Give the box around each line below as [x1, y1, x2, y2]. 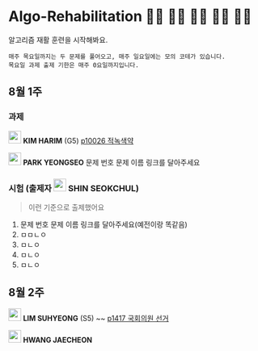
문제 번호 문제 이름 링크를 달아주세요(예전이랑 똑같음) [19, 219, 188, 229]
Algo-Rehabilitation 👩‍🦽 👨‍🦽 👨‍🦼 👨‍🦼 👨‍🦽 [8, 7, 252, 26]
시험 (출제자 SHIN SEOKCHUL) [8, 182, 139, 194]
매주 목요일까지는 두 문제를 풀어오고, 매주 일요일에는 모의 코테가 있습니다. [8, 52, 226, 61]
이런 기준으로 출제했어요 [27, 202, 105, 212]
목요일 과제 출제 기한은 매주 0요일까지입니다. [8, 61, 139, 69]
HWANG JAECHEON [23, 335, 93, 345]
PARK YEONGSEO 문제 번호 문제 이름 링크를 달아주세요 [23, 157, 201, 167]
